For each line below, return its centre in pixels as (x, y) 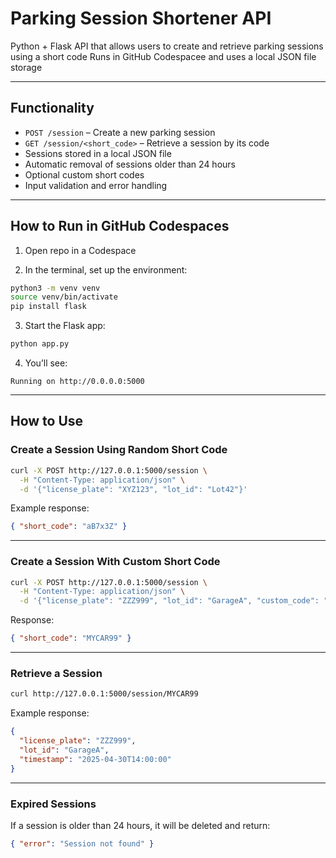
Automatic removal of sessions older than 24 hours (130, 164)
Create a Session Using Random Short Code (119, 450)
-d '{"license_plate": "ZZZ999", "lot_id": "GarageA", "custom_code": (169, 601)
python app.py (40, 344)
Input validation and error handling (96, 185)
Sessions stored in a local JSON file (98, 153)
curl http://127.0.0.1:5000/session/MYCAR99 (104, 694)
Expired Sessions (53, 804)
